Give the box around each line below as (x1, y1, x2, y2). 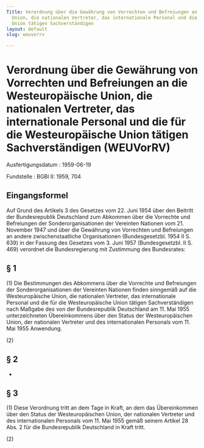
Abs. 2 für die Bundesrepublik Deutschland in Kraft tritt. (6, 424, 146, 431)
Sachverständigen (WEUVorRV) (6, 141, 171, 155)
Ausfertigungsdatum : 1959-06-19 (6, 161, 91, 168)
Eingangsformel (6, 190, 68, 201)
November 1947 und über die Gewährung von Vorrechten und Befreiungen (6, 226, 194, 233)
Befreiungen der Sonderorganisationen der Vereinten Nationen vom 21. (6, 219, 185, 227)
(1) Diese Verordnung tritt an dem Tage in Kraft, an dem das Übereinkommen (6, 404, 199, 411)
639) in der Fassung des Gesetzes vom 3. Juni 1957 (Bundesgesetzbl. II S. (6, 239, 193, 246)
